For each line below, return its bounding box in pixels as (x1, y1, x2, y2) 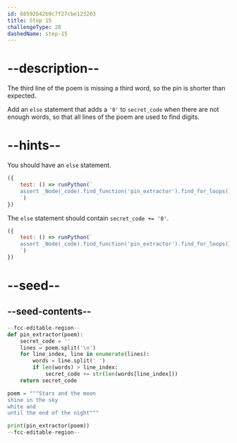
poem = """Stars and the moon (7, 390, 97, 397)
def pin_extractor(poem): (7, 330, 83, 338)
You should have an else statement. (7, 161, 111, 170)
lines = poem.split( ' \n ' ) (20, 344, 97, 351)
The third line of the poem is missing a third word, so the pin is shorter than (7, 84, 226, 93)
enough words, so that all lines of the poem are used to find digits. (7, 113, 200, 121)
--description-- (7, 61, 100, 76)
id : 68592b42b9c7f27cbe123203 (7, 10, 97, 18)
